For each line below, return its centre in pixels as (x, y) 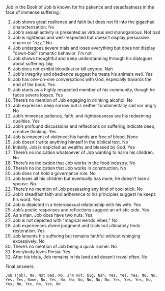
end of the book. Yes (34, 85)
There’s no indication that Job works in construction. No (69, 168)
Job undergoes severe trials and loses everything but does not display (84, 48)
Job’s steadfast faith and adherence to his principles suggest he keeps (84, 194)
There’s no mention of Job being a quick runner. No (65, 246)
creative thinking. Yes (35, 131)
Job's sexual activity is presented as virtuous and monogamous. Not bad (86, 32)
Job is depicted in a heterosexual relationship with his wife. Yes (77, 204)
